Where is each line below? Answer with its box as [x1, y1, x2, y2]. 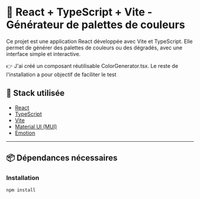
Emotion [14, 129, 36, 136]
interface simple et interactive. [6, 50, 81, 57]
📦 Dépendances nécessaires [6, 153, 118, 163]
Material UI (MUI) [14, 123, 58, 130]
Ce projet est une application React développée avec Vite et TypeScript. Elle [6, 38, 193, 45]
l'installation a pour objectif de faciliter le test [6, 71, 117, 78]
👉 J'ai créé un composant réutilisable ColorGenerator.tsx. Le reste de [6, 62, 179, 69]
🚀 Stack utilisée [6, 88, 65, 98]
